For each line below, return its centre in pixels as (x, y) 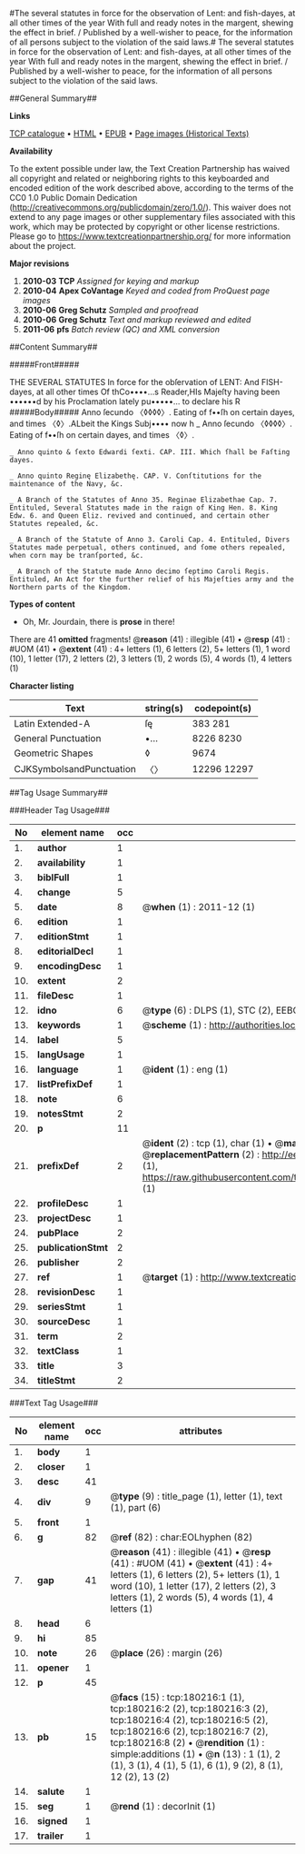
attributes (200, 1431)
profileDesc (63, 1203)
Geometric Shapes (54, 753)
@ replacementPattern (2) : (201, 1155)
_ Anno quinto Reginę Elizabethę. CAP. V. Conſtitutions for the (135, 476)
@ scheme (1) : (174, 1025)
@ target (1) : (170, 1277)
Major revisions (39, 263)
